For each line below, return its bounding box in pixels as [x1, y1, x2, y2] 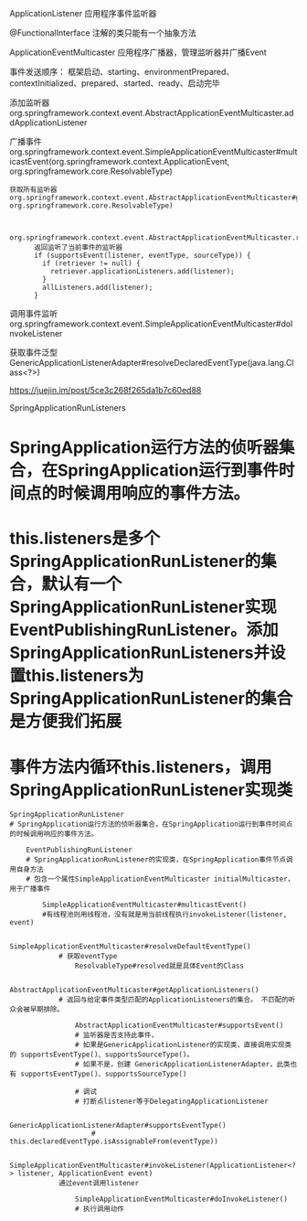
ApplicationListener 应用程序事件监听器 [9, 8, 157, 18]
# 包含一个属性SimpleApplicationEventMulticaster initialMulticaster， [26, 874, 295, 884]
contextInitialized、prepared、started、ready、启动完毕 [9, 78, 221, 89]
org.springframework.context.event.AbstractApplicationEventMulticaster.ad [9, 108, 294, 118]
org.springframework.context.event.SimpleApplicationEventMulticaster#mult [9, 146, 298, 157]
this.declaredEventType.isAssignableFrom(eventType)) [9, 1137, 219, 1146]
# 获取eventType [58, 952, 118, 961]
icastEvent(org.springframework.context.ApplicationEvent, [9, 156, 230, 166]
